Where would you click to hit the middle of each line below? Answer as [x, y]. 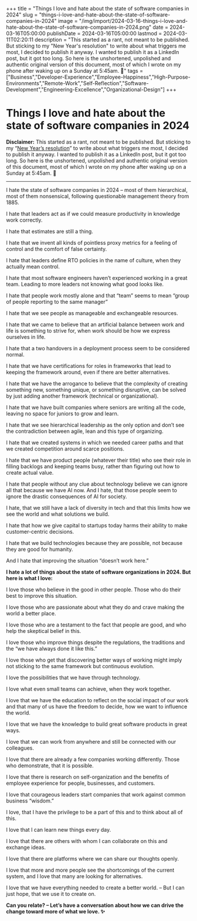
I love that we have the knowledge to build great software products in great [97, 724]
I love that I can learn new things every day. [59, 829]
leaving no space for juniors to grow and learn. [62, 414]
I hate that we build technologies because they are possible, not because [94, 543]
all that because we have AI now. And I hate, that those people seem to [92, 490]
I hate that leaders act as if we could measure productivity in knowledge [93, 214]
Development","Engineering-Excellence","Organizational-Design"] [86, 89]
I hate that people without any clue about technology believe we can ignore [97, 484]
